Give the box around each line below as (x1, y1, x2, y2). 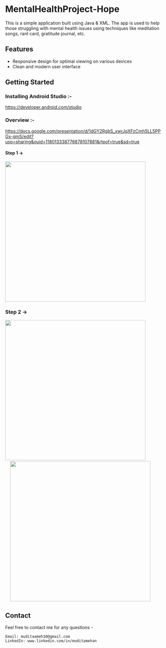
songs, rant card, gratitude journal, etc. (5, 30, 86, 36)
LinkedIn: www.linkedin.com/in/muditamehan (5, 639, 97, 644)
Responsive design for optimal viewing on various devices (12, 58, 132, 64)
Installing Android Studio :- (5, 93, 72, 100)
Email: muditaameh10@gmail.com (5, 634, 70, 639)
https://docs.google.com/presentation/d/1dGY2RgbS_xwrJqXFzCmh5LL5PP (5, 128, 161, 134)
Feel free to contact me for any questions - (5, 625, 93, 631)
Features (5, 45, 33, 53)
